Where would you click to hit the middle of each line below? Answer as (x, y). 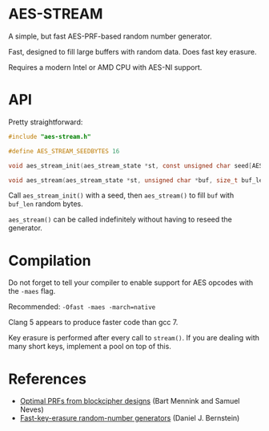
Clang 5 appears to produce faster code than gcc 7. (93, 323)
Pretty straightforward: (46, 122)
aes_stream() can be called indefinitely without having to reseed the (120, 220)
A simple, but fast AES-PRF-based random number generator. (110, 36)
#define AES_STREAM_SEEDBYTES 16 (64, 151)
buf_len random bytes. (46, 204)
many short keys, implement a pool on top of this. (90, 347)
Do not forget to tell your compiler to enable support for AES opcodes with (131, 283)
